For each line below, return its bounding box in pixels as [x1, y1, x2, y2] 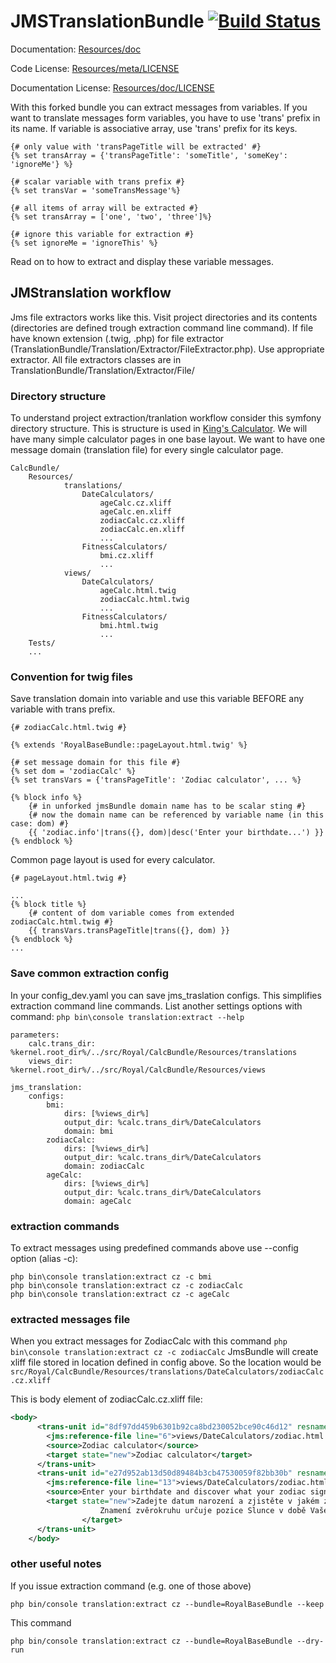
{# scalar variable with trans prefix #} [10, 176, 186, 187]
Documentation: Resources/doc [10, 43, 142, 55]
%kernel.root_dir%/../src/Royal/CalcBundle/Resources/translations [10, 1047, 298, 1057]
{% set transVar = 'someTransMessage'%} [10, 185, 182, 195]
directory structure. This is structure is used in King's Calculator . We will [10, 423, 308, 435]
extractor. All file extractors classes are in [10, 353, 182, 365]
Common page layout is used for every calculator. [10, 854, 216, 866]
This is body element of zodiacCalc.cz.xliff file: [10, 1393, 203, 1405]
